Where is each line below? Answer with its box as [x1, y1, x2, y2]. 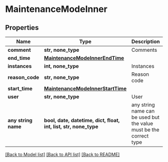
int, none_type [44, 63, 79, 69]
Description [131, 38, 160, 45]
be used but [131, 114, 160, 121]
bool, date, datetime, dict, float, [44, 117, 120, 124]
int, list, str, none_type [44, 123, 98, 130]
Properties [5, 23, 39, 32]
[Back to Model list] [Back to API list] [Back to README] [5, 152, 120, 158]
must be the [131, 126, 159, 133]
